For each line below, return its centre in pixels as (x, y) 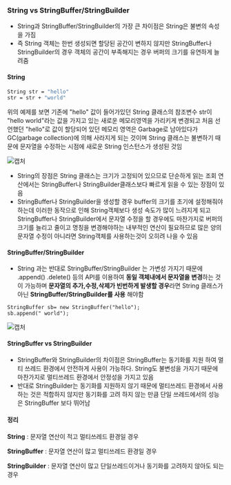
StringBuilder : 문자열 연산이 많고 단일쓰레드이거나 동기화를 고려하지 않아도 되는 (115, 466)
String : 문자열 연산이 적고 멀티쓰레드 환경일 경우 (73, 436)
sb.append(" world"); (38, 314)
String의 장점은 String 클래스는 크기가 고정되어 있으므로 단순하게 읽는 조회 (117, 176)
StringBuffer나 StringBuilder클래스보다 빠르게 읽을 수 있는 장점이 (129, 184)
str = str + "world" (37, 98)
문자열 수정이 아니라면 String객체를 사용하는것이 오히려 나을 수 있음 (108, 236)
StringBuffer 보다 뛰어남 (58, 403)
